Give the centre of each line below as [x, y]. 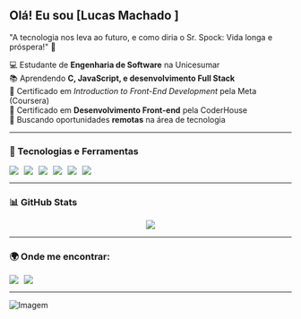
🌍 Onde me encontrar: [60, 257]
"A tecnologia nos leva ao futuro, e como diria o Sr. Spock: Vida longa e [141, 37]
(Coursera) [30, 100]
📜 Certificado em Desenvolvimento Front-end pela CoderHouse [129, 110]
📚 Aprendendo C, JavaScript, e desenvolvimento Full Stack [122, 78]
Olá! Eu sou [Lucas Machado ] [94, 16]
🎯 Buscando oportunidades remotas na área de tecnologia [117, 119]
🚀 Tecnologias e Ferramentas [74, 151]
